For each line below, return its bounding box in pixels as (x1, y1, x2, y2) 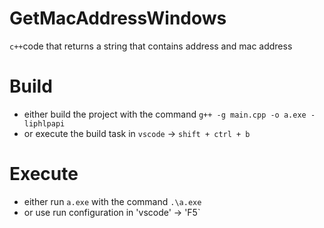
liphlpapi (23, 118, 66, 129)
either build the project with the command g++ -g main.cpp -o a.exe (23, 108, 307, 120)
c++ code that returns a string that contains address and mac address (9, 40, 293, 52)
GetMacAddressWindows (9, 7, 227, 30)
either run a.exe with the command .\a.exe (23, 195, 202, 207)
